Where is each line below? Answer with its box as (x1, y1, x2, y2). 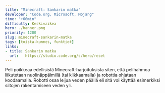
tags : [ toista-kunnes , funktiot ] (5, 40, 74, 45)
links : (5, 44, 19, 49)
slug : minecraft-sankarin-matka (5, 35, 72, 40)
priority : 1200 (5, 30, 37, 35)
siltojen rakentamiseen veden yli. (5, 83, 72, 89)
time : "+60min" (5, 16, 37, 21)
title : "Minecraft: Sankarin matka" (5, 7, 81, 12)
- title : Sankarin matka (5, 48, 56, 53)
